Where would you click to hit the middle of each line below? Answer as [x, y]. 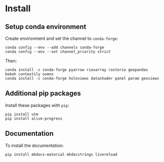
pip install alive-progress [34, 118]
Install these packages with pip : [37, 105]
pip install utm [22, 114]
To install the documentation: [34, 145]
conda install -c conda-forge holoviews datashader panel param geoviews [82, 79]
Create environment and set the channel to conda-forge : [62, 38]
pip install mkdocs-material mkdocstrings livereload [61, 154]
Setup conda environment [46, 27]
